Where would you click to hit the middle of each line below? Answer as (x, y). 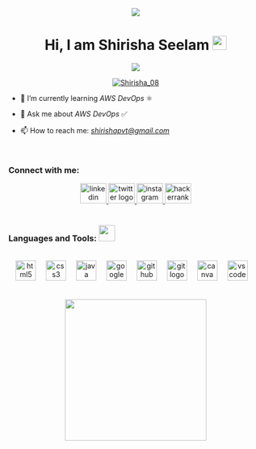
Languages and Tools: (52, 238)
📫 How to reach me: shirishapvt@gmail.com (94, 130)
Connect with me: (44, 170)
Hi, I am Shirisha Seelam (127, 45)
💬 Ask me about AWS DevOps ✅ (73, 114)
